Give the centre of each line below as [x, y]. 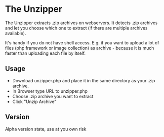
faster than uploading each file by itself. [45, 53]
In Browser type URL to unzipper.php [50, 91]
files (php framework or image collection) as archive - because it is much [80, 48]
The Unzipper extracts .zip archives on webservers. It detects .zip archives [82, 23]
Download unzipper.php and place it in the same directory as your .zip [84, 80]
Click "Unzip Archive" [34, 102]
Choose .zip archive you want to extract [53, 96]
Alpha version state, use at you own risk [46, 129]
